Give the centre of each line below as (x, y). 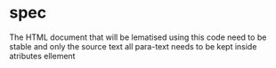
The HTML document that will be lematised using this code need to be (138, 37)
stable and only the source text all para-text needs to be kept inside (133, 46)
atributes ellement (42, 56)
